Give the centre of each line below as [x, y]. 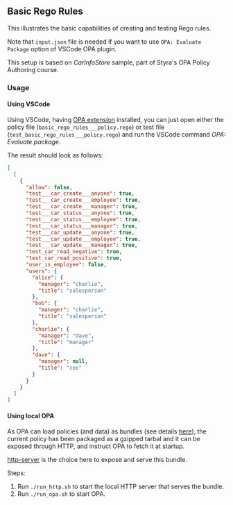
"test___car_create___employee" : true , [83, 200]
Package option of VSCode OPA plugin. [62, 49]
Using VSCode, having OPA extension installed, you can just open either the [115, 119]
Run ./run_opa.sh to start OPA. [61, 494]
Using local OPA [31, 416]
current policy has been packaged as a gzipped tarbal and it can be [104, 438]
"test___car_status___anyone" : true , [80, 213]
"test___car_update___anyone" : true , [80, 232]
